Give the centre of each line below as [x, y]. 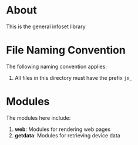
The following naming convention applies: [57, 66]
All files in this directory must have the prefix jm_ [73, 77]
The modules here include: [38, 117]
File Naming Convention [66, 50]
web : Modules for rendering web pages [63, 129]
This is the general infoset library [46, 26]
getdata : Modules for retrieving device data [67, 135]
